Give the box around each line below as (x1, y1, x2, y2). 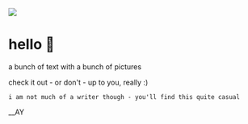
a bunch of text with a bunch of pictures (8, 61, 142, 72)
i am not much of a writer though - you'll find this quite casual (8, 93, 241, 101)
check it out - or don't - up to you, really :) (8, 77, 149, 87)
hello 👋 (8, 35, 55, 54)
